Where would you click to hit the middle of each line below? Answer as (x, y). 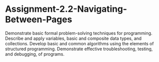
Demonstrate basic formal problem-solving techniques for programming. (79, 33)
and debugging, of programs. (35, 54)
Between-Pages (39, 19)
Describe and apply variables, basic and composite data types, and (73, 38)
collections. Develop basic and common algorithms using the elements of (79, 43)
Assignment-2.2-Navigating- (66, 9)
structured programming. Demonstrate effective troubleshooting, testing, (79, 49)
